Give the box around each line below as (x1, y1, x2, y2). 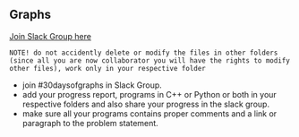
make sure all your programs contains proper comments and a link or (21, 107, 278, 119)
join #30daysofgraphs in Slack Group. (21, 80, 163, 90)
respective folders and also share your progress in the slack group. (21, 98, 270, 109)
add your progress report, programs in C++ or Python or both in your (21, 89, 278, 99)
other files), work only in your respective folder (9, 64, 206, 73)
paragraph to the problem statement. (21, 117, 158, 128)
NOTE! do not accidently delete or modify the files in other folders (9, 48, 278, 57)
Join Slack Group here (9, 30, 92, 41)
